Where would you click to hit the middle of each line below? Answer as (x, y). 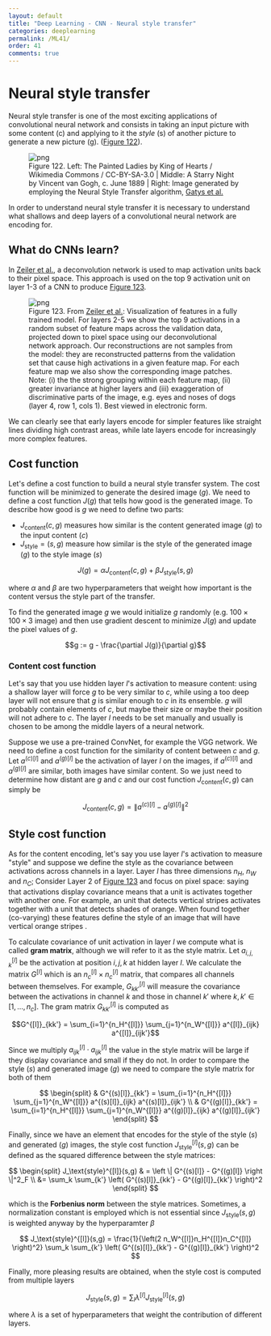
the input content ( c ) (54, 536)
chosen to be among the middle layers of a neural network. (106, 727)
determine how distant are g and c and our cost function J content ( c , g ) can (131, 780)
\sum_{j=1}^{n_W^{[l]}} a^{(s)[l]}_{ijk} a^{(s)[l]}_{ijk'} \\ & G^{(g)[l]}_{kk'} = (135, 1102)
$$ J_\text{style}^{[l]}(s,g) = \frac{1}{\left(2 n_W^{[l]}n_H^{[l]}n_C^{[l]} (135, 1238)
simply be (25, 790)
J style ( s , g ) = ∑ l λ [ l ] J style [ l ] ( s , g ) (135, 1297)
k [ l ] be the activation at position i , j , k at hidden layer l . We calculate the (125, 963)
